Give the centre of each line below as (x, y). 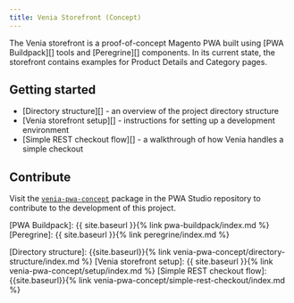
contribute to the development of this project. (93, 208)
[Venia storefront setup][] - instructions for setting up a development (148, 120)
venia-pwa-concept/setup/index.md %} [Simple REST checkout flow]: (138, 271)
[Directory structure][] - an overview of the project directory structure (151, 111)
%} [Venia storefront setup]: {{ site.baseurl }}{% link (178, 262)
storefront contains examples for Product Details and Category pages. (139, 61)
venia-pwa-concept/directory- (229, 252)
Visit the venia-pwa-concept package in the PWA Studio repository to (135, 199)
